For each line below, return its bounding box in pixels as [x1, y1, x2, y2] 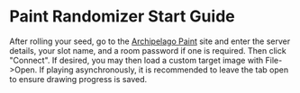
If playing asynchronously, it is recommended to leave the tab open [39, 64, 289, 75]
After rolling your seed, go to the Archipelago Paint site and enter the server [9, 36, 291, 46]
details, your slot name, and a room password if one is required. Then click [9, 45, 286, 55]
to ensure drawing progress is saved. [9, 73, 147, 84]
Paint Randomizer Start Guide [9, 6, 236, 27]
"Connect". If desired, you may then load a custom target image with [9, 55, 264, 65]
